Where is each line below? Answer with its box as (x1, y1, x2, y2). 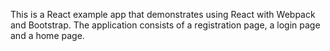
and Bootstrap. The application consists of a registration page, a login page (10, 19, 321, 31)
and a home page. (10, 30, 85, 41)
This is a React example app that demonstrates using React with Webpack (10, 9, 316, 20)
